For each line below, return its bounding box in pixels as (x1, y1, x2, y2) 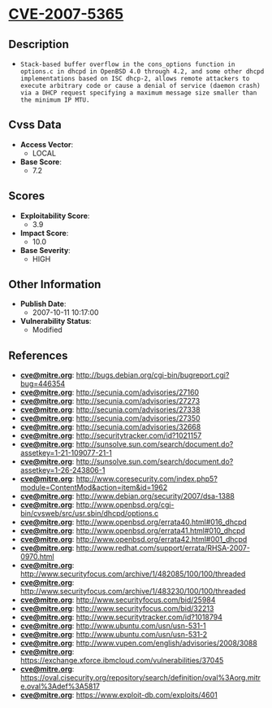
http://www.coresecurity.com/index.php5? (76, 474, 218, 484)
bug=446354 (19, 379, 66, 389)
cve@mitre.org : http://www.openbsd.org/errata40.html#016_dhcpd (19, 518, 248, 527)
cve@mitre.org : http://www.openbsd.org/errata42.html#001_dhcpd (19, 535, 248, 544)
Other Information (8, 278, 101, 291)
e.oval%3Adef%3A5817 (19, 681, 100, 692)
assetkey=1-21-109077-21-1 (19, 448, 112, 458)
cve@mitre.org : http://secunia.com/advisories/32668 (19, 422, 201, 432)
